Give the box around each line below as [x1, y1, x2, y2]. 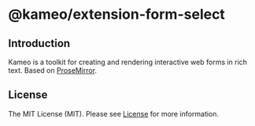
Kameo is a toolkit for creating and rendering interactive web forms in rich [8, 57, 248, 67]
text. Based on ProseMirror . [8, 66, 97, 75]
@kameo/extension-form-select [8, 5, 226, 23]
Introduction [8, 37, 71, 50]
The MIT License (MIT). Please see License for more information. [8, 109, 219, 118]
